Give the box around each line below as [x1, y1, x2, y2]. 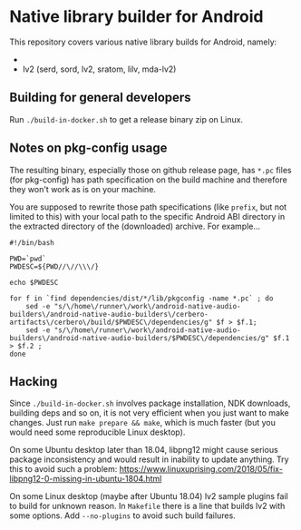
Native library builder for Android [9, 6, 264, 27]
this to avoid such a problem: [9, 464, 118, 475]
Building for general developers [9, 90, 192, 105]
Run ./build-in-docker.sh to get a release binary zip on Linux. [9, 113, 243, 124]
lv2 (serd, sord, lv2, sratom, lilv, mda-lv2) [22, 64, 177, 74]
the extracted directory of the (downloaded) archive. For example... [9, 221, 261, 231]
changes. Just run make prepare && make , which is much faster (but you [9, 417, 277, 428]
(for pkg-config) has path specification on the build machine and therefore [9, 174, 287, 185]
